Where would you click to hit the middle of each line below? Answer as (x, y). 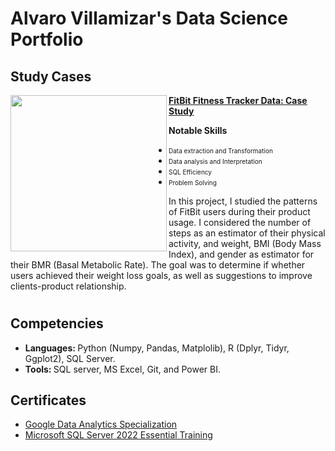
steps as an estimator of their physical (247, 233)
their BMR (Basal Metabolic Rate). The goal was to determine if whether (158, 265)
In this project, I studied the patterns (243, 201)
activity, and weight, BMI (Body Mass (245, 243)
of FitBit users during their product (239, 211)
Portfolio (47, 39)
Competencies (57, 323)
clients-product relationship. (68, 286)
